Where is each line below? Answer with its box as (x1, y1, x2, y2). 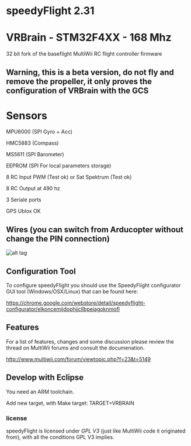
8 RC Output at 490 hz (6, 185, 60, 192)
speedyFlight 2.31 (6, 4, 95, 18)
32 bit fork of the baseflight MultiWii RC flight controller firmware (6, 50, 162, 57)
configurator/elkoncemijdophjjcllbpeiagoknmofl (6, 306, 120, 313)
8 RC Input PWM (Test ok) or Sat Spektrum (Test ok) (6, 174, 132, 181)
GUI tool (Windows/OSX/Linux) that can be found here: (6, 288, 138, 295)
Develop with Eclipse (6, 373, 84, 383)
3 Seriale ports (6, 196, 42, 203)
